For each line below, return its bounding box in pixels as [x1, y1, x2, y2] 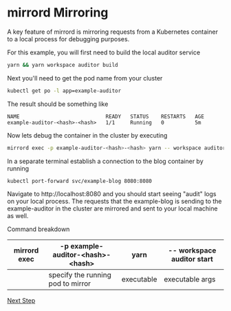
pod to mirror [48, 279, 91, 288]
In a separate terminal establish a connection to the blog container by [7, 157, 204, 165]
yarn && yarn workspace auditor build [7, 61, 118, 68]
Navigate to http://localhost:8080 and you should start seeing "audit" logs [7, 190, 217, 198]
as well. [7, 212, 29, 220]
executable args [164, 275, 216, 284]
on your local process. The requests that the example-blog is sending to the [7, 197, 222, 206]
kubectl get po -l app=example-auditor [7, 87, 122, 94]
